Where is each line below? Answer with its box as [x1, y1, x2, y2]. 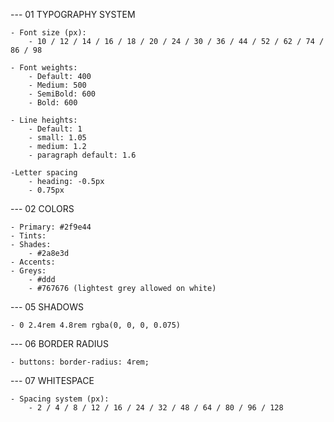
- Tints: [10, 231, 47, 241]
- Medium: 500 [28, 80, 87, 90]
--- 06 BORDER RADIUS [10, 338, 109, 349]
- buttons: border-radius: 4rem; [10, 357, 150, 367]
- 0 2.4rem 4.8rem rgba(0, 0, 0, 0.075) [10, 320, 182, 330]
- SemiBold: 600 [28, 89, 97, 99]
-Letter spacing [10, 168, 78, 178]
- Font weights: [10, 63, 78, 73]
